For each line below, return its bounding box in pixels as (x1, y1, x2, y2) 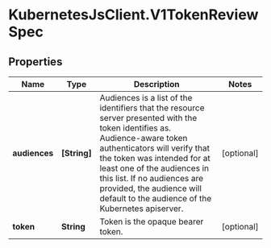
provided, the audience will (99, 183, 202, 194)
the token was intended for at (99, 153, 211, 163)
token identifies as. (99, 122, 172, 134)
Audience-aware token (99, 133, 188, 143)
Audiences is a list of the (99, 93, 193, 103)
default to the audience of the (99, 193, 212, 204)
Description (133, 79, 180, 89)
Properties (8, 55, 63, 68)
